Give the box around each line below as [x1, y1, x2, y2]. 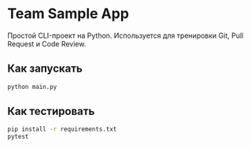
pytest [7, 133, 29, 141]
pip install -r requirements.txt [7, 125, 117, 134]
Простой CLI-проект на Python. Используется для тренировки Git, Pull [7, 31, 244, 40]
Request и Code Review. [7, 39, 87, 48]
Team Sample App [7, 5, 129, 23]
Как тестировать [7, 105, 95, 118]
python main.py [7, 83, 57, 91]
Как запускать [7, 62, 83, 76]
